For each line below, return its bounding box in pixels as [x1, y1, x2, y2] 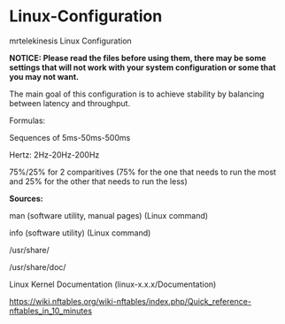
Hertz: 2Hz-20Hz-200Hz [9, 149, 100, 160]
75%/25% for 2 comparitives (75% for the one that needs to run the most [9, 166, 277, 177]
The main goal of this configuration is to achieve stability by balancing [9, 89, 265, 99]
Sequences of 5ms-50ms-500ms [9, 132, 131, 143]
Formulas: [9, 115, 46, 126]
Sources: [9, 193, 43, 204]
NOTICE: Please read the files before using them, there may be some [9, 52, 266, 63]
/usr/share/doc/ [9, 261, 66, 272]
